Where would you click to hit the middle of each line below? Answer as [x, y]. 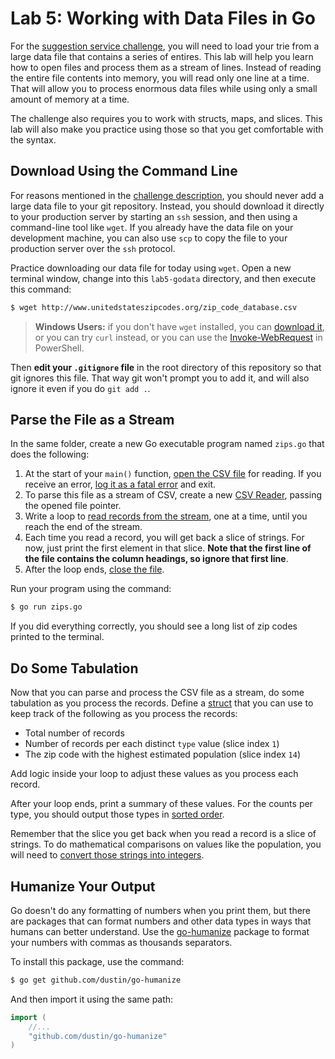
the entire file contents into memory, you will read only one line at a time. [160, 78]
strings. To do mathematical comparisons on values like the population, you [166, 844]
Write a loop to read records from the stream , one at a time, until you [166, 516]
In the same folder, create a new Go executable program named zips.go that [167, 444]
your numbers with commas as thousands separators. [121, 942]
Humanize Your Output [83, 886]
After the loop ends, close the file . [94, 569]
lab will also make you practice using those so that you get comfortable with [167, 129]
